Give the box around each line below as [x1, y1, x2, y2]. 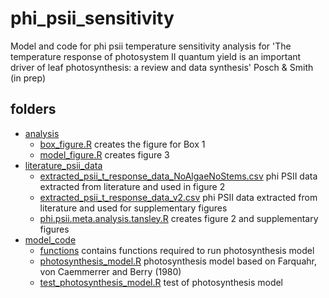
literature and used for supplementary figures [39, 202, 228, 214]
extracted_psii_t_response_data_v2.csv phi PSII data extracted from [39, 191, 318, 203]
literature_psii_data [24, 159, 103, 171]
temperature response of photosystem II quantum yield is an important [10, 50, 302, 62]
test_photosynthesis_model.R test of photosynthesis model [39, 276, 284, 288]
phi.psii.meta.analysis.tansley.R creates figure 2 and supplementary [39, 212, 319, 224]
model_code [24, 233, 77, 246]
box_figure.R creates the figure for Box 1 [39, 138, 206, 150]
